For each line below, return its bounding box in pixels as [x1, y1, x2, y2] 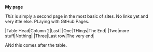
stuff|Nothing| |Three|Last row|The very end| [5, 33, 95, 39]
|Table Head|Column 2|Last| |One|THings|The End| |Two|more [5, 28, 129, 33]
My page [5, 4, 23, 10]
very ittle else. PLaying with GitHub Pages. [5, 19, 89, 24]
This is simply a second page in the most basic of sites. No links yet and [5, 13, 149, 19]
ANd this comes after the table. [5, 42, 67, 48]
